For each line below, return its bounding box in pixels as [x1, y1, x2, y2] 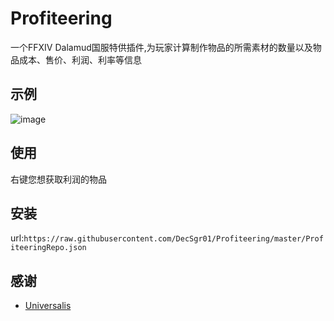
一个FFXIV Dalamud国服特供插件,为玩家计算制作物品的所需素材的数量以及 [10, 41, 313, 53]
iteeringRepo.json [10, 243, 87, 253]
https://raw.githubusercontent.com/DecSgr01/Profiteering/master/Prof [23, 234, 324, 244]
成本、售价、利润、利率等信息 [18, 53, 142, 66]
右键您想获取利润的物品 [10, 173, 107, 185]
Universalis [24, 300, 72, 312]
